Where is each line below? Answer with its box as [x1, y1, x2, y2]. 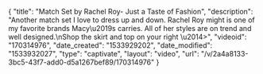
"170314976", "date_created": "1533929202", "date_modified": [8, 41, 213, 50]
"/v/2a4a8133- [200, 49, 249, 58]
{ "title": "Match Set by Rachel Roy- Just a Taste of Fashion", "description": [8, 7, 253, 16]
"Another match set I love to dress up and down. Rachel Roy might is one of [8, 15, 256, 25]
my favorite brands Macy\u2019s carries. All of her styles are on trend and [8, 24, 252, 33]
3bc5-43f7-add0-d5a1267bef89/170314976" [8, 57, 155, 67]
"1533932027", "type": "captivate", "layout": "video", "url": [8, 49, 200, 58]
